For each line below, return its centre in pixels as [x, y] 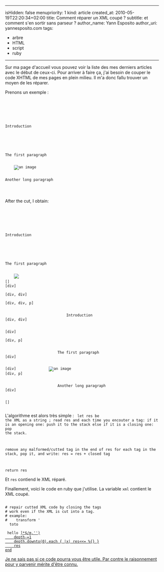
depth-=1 [23, 537]
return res [16, 470]
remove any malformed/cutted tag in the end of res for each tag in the [81, 450]
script [18, 48]
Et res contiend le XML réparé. [36, 480]
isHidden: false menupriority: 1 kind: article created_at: [60, 12]
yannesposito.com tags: [29, 28]
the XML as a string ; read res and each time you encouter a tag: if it [82, 421]
